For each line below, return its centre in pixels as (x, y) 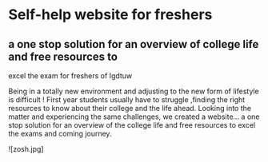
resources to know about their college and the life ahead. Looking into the (130, 108)
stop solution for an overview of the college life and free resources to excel (132, 125)
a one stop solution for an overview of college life (134, 44)
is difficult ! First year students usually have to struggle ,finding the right (127, 100)
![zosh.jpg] (26, 149)
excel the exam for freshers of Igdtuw (70, 76)
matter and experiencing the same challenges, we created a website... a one (134, 117)
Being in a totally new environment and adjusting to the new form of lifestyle (134, 91)
